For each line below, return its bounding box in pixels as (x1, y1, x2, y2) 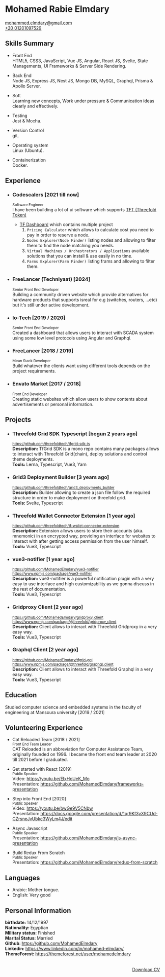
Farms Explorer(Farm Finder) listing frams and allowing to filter (27, 258, 155, 264)
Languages (5, 873, 40, 882)
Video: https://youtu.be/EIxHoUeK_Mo (12, 776, 90, 782)
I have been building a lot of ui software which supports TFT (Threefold (12, 207, 157, 213)
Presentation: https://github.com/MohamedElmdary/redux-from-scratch (12, 860, 158, 865)
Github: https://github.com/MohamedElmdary (5, 940, 98, 946)
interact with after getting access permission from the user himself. (12, 538, 148, 544)
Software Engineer (12, 202, 44, 208)
